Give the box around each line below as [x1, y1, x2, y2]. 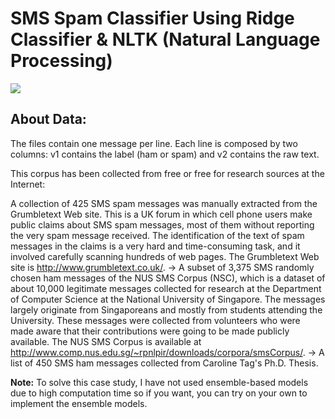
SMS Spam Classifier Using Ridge [10, 7, 295, 30]
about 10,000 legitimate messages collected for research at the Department [10, 282, 322, 294]
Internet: [10, 178, 46, 190]
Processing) [10, 50, 113, 72]
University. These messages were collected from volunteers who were [10, 314, 301, 326]
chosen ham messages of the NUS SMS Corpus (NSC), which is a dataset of [10, 272, 326, 284]
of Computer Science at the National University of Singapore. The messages [10, 293, 326, 305]
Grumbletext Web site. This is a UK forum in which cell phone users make [10, 208, 313, 220]
